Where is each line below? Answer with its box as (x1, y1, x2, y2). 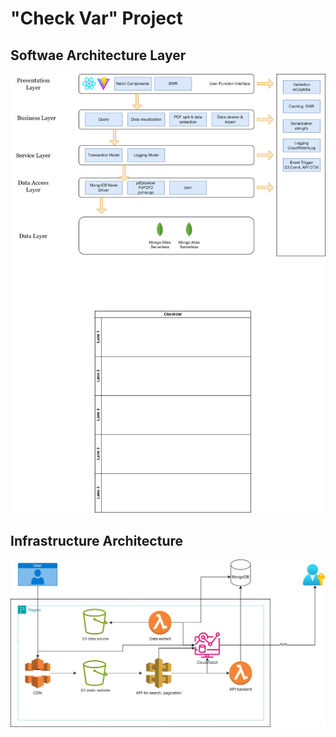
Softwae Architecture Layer (10, 47, 187, 64)
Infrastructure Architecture (10, 532, 184, 549)
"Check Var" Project (10, 7, 183, 30)
